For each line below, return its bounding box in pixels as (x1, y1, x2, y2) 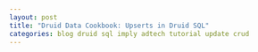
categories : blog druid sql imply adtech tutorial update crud (9, 29, 250, 38)
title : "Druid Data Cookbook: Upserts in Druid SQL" (9, 21, 210, 30)
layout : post (9, 12, 58, 22)
